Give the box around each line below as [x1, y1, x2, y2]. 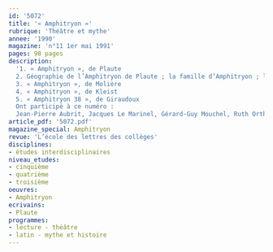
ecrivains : [8, 201, 45, 209]
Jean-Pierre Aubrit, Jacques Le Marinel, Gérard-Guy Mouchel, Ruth [15, 111, 249, 119]
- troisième [8, 178, 49, 187]
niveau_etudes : [8, 155, 60, 163]
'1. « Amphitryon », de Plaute [15, 65, 122, 73]
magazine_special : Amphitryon [8, 125, 111, 133]
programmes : [8, 216, 49, 224]
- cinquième [8, 163, 49, 172]
